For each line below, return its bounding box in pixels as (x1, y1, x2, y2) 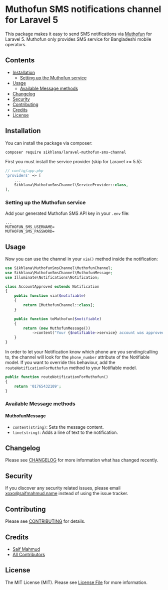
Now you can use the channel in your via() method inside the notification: (5, 256, 158, 262)
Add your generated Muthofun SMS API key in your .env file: (5, 210, 130, 216)
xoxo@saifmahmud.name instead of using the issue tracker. (5, 491, 128, 497)
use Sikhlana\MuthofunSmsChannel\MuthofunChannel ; (5, 265, 113, 271)
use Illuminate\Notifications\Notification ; (5, 275, 99, 280)
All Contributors (12, 551, 45, 557)
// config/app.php (5, 168, 43, 174)
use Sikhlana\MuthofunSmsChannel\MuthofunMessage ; (5, 270, 113, 275)
